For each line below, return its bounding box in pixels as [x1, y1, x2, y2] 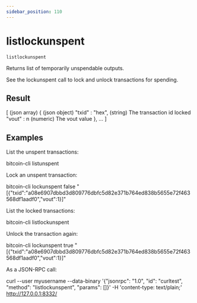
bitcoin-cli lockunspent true [6, 242, 74, 249]
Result [6, 93, 31, 103]
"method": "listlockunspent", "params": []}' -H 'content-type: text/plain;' [6, 284, 182, 291]
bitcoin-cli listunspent [6, 160, 59, 167]
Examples [6, 132, 43, 143]
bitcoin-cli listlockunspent [6, 218, 69, 226]
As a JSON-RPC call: [6, 266, 58, 273]
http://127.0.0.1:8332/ [6, 290, 58, 298]
